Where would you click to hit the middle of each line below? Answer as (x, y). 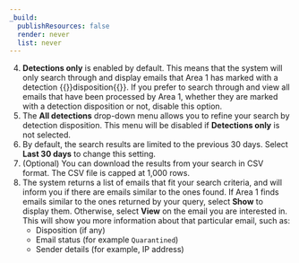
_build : (24, 18)
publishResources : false (64, 26)
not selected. (47, 135)
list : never (40, 43)
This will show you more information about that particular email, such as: (156, 221)
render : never (43, 34)
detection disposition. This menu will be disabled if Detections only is (151, 126)
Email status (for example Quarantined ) (107, 240)
